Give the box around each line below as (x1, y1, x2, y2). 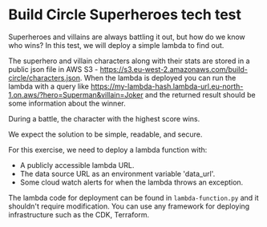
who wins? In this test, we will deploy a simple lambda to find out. (8, 40, 225, 50)
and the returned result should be (144, 90, 256, 99)
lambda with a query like (8, 82, 90, 91)
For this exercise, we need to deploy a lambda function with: (8, 145, 208, 154)
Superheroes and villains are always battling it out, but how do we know (8, 32, 246, 42)
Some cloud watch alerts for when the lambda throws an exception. (19, 177, 244, 187)
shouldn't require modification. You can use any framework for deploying (8, 201, 250, 211)
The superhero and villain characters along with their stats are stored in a (8, 56, 250, 66)
